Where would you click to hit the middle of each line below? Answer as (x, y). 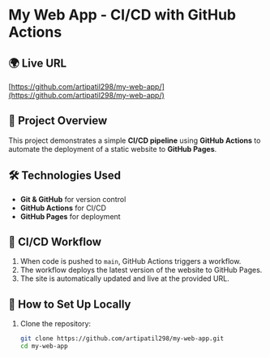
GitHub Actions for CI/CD (63, 208)
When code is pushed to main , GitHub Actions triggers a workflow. (131, 261)
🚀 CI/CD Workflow (55, 242)
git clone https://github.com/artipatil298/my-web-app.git (122, 339)
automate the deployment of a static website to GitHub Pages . (113, 149)
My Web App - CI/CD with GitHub (122, 15)
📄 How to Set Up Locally (70, 304)
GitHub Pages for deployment (70, 216)
